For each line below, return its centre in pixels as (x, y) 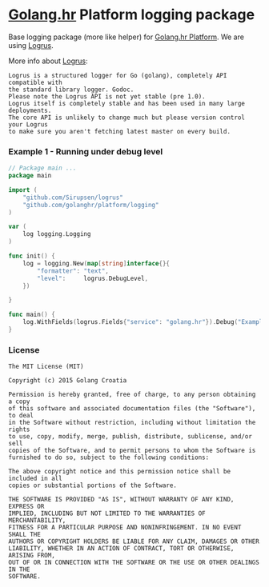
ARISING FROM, (32, 556)
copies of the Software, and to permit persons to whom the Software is (132, 451)
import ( (23, 190)
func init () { (32, 256)
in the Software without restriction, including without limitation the (132, 423)
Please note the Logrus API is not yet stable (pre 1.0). (107, 96)
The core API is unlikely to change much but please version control (127, 118)
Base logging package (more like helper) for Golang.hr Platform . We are (126, 37)
